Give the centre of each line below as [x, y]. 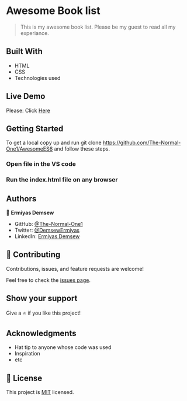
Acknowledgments [41, 334]
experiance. [35, 33]
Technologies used [37, 78]
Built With [24, 52]
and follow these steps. [82, 149]
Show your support [42, 299]
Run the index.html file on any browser [62, 180]
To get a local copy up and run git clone [54, 143]
